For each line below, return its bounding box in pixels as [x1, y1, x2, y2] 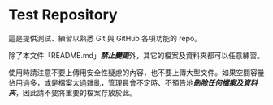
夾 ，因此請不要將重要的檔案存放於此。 [8, 87, 136, 98]
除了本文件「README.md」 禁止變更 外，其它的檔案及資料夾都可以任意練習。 [8, 50, 265, 60]
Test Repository [8, 6, 118, 24]
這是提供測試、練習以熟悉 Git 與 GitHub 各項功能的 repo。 [8, 33, 201, 43]
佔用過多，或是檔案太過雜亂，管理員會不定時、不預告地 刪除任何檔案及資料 [8, 78, 258, 87]
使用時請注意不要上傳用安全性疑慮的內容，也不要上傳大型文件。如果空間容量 [8, 67, 265, 78]
